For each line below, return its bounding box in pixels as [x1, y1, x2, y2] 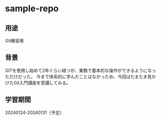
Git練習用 [5, 38, 24, 43]
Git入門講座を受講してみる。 [13, 80, 71, 86]
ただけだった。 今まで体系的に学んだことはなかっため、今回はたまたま [5, 73, 148, 79]
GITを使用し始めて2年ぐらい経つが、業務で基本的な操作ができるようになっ [5, 67, 157, 73]
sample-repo [5, 3, 59, 14]
